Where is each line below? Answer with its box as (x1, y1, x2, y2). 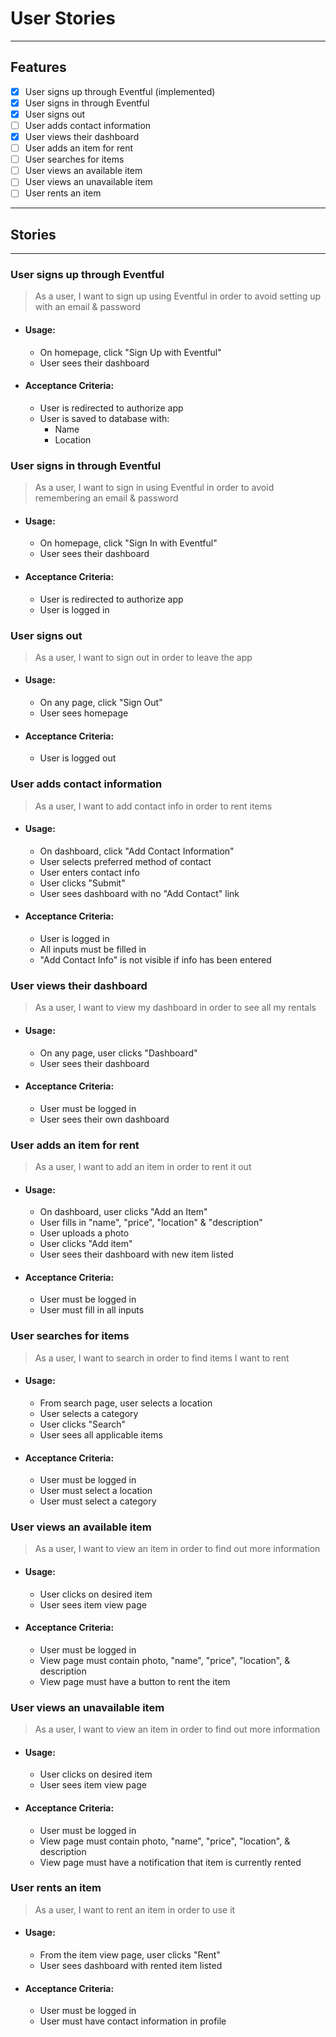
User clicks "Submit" (39, 877, 126, 889)
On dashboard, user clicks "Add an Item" (39, 1206, 208, 1218)
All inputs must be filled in (39, 943, 147, 955)
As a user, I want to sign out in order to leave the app (34, 651, 253, 663)
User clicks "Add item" (39, 1238, 133, 1250)
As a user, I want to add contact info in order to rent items (34, 800, 273, 812)
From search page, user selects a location (39, 1397, 213, 1409)
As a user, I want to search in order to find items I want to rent (34, 1352, 290, 1364)
